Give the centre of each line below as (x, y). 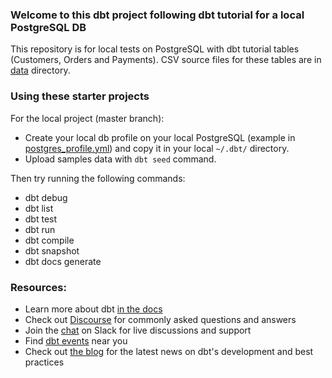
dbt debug (46, 197)
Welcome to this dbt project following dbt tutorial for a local (157, 15)
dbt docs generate (63, 261)
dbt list (39, 208)
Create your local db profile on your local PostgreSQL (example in (160, 137)
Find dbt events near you (76, 340)
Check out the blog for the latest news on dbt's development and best (169, 351)
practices (44, 362)
